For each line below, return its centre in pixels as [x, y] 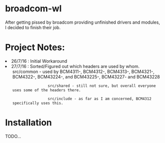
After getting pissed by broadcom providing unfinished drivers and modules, [82, 22]
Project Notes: [35, 48]
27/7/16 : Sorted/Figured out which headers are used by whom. [76, 66]
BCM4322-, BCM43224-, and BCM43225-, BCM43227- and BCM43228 [86, 76]
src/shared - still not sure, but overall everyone [102, 86]
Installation [29, 123]
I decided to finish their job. [33, 27]
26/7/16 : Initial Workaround [39, 61]
